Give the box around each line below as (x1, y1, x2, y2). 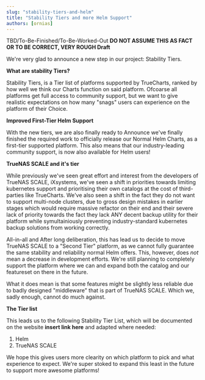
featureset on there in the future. (6, 269, 88, 276)
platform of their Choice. (6, 105, 68, 113)
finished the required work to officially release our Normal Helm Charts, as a (6, 135, 198, 143)
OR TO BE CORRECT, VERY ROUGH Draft (6, 43, 110, 51)
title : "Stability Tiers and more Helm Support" (6, 15, 132, 21)
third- (179, 185, 193, 193)
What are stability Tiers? (6, 67, 70, 75)
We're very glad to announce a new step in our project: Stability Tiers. (6, 56, 182, 63)
